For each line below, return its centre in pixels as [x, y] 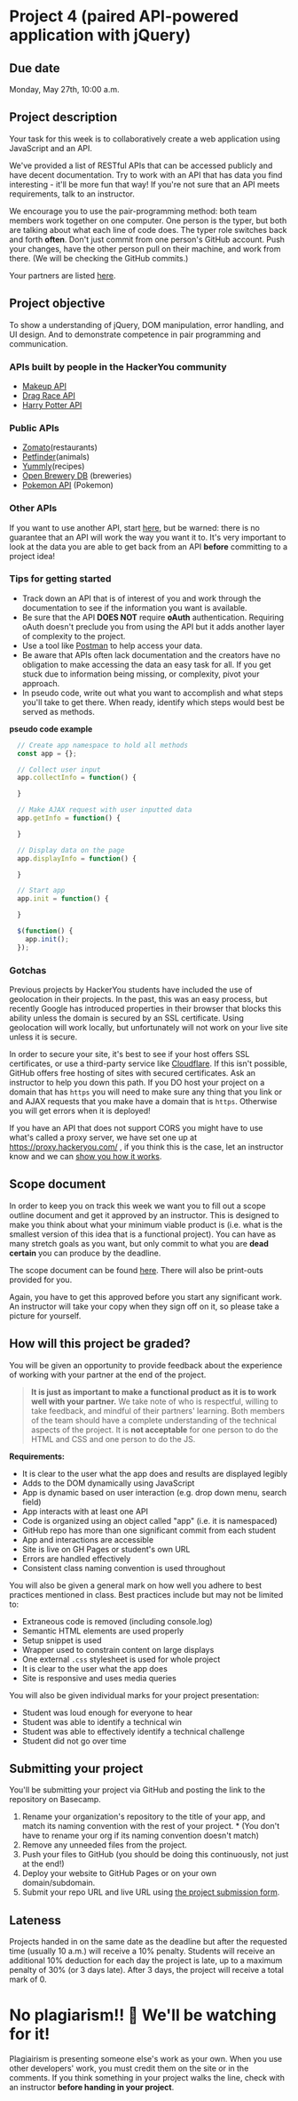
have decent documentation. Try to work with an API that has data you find [146, 174]
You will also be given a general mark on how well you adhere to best [136, 1585]
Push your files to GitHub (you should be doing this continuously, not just [155, 1855]
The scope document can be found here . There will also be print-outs [136, 1270]
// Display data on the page [71, 850]
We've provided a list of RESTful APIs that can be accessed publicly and [141, 165]
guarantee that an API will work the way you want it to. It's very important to [148, 537]
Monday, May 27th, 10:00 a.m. [64, 89]
